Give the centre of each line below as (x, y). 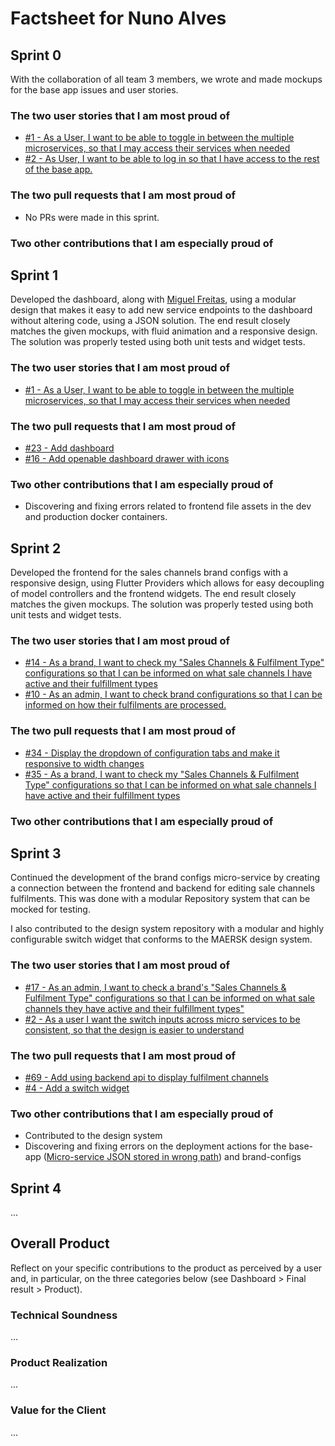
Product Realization (59, 1363)
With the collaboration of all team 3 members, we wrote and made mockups (166, 79)
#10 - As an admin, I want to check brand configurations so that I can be (173, 694)
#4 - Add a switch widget (77, 1088)
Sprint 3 (36, 853)
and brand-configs (263, 1157)
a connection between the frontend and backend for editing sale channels (163, 888)
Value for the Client (58, 1410)
